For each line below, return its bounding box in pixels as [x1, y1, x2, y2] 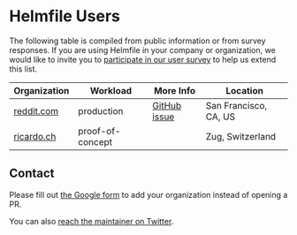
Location [225, 84, 263, 96]
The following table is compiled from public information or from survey [9, 35, 267, 46]
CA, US [205, 110, 236, 123]
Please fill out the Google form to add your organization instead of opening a [9, 189, 288, 200]
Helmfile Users [9, 6, 121, 27]
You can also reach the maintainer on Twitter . [9, 216, 174, 226]
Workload [89, 84, 133, 96]
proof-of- [78, 125, 121, 137]
